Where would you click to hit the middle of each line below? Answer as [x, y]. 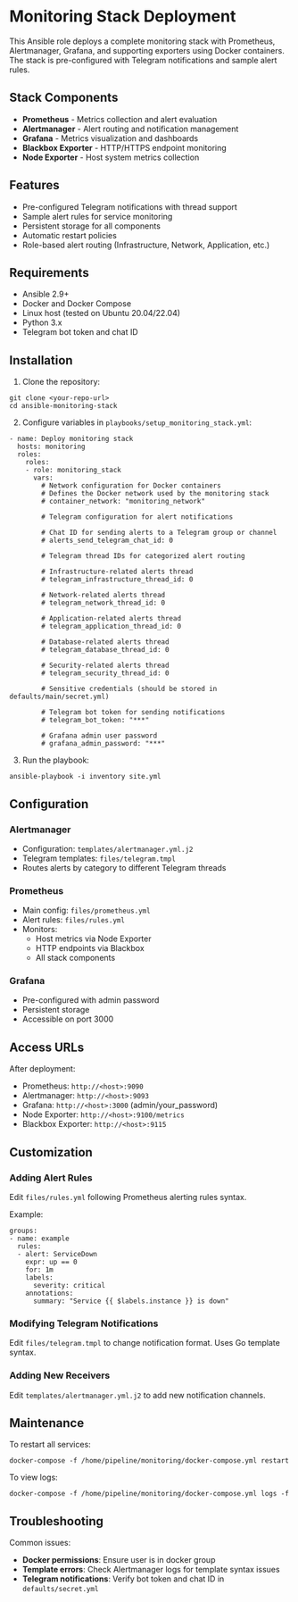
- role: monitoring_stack [74, 471]
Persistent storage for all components [91, 226]
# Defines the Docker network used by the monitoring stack [155, 494]
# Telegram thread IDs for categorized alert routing [143, 556]
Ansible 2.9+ [46, 294]
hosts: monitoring [52, 447]
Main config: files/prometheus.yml [86, 910]
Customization [51, 1152]
